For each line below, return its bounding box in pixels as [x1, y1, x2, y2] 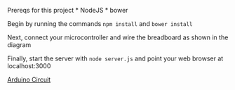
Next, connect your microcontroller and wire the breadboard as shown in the [7, 33, 229, 41]
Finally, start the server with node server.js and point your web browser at [7, 54, 224, 63]
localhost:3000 [7, 62, 51, 70]
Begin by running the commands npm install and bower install [7, 20, 193, 27]
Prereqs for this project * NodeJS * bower [7, 6, 128, 14]
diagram [7, 41, 32, 49]
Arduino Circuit [7, 75, 51, 84]
